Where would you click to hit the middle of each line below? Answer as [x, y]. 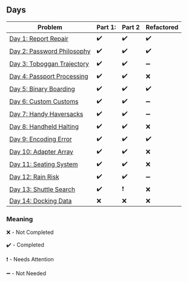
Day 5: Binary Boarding [42, 89]
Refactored [162, 27]
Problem [50, 27]
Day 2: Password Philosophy [50, 51]
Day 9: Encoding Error [41, 139]
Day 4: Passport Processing [49, 77]
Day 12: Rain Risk [34, 177]
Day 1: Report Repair [39, 39]
